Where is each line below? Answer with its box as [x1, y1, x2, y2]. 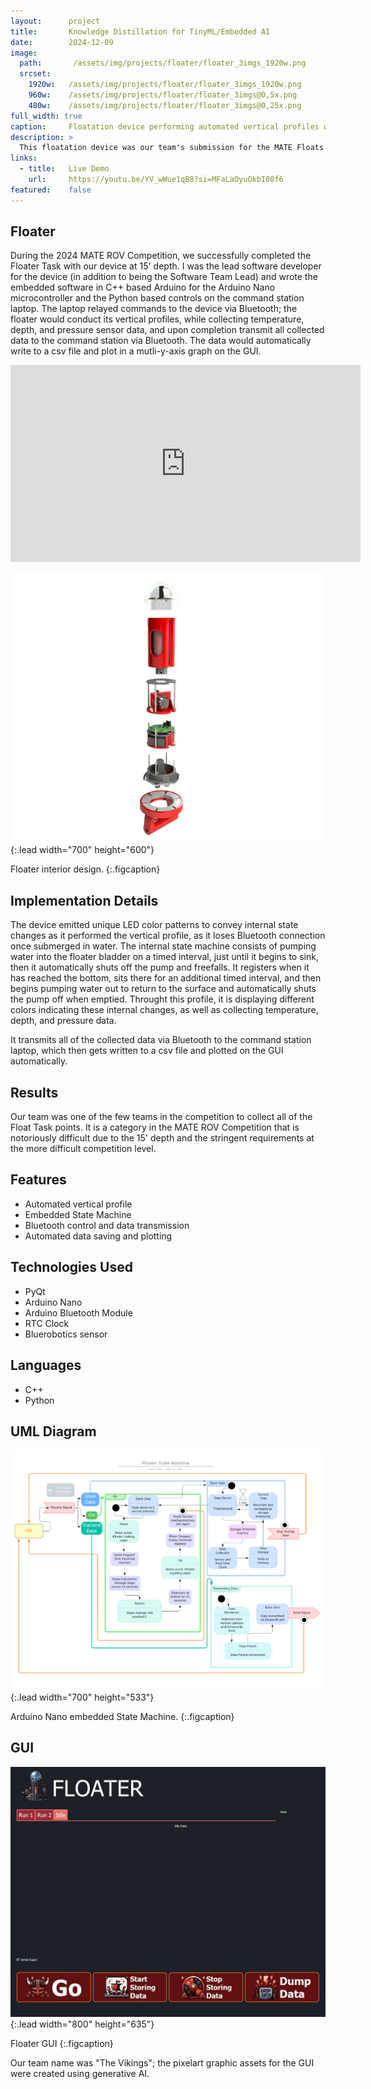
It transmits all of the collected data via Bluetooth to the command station [10, 1034, 312, 1046]
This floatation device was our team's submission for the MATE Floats [19, 143, 325, 153]
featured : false [10, 185, 92, 195]
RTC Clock [24, 1317, 70, 1329]
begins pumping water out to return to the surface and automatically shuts [10, 983, 317, 995]
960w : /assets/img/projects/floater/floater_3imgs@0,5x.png [28, 90, 298, 100]
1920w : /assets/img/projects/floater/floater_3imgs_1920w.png [28, 80, 302, 90]
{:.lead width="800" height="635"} [10, 2018, 155, 2030]
